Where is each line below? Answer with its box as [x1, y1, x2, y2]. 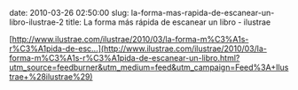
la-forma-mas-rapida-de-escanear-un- [130, 8, 275, 18]
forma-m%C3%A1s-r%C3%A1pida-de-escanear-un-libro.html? [9, 53, 240, 63]
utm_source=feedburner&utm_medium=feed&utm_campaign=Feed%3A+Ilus [9, 62, 289, 72]
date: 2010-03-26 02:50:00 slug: [9, 8, 129, 18]
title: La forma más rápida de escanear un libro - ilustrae [65, 17, 271, 27]
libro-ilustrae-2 [9, 17, 65, 27]
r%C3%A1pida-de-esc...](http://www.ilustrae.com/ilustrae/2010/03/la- [9, 43, 268, 54]
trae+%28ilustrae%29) [9, 71, 93, 82]
